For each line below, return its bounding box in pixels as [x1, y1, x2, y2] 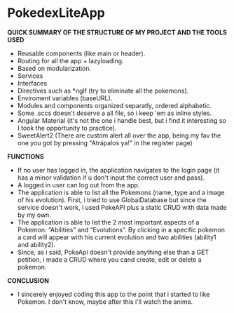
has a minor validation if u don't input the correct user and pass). [17, 173, 205, 182]
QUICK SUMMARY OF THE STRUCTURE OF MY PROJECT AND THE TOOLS [7, 28, 228, 36]
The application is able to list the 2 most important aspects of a [17, 218, 200, 226]
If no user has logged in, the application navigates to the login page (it [17, 166, 219, 174]
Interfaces [17, 79, 48, 87]
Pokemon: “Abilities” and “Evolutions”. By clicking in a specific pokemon [17, 225, 226, 234]
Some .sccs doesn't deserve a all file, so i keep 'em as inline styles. [17, 109, 212, 117]
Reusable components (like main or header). [17, 49, 146, 58]
